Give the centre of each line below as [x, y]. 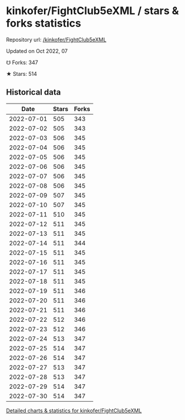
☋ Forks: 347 [22, 62]
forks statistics [43, 23]
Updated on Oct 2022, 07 [37, 51]
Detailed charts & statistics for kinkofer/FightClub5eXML [74, 411]
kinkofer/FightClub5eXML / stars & [92, 11]
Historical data [33, 92]
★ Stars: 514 [21, 74]
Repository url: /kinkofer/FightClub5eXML [56, 39]
